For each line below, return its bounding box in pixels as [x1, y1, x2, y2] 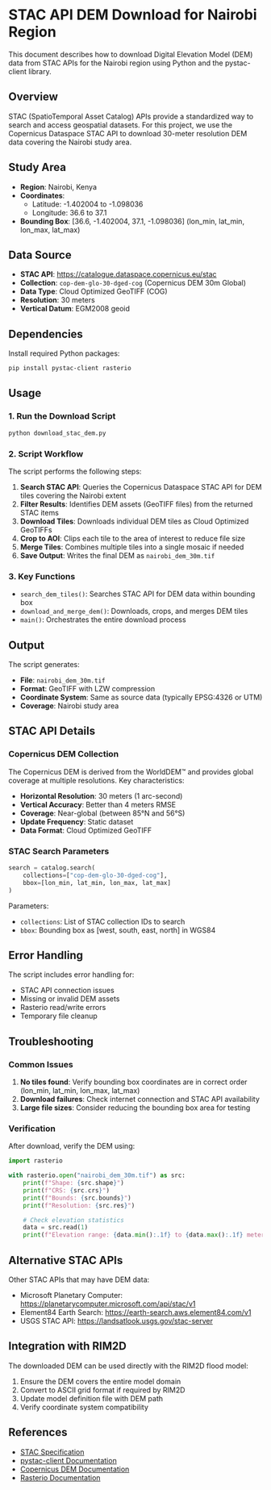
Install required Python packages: [8, 349, 120, 358]
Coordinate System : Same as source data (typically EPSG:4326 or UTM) [19, 692, 263, 703]
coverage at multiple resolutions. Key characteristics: [8, 775, 185, 785]
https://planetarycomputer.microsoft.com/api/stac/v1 [19, 1299, 196, 1308]
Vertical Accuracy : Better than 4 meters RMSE [19, 799, 176, 809]
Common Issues [8, 1058, 74, 1070]
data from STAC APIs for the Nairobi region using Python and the [8, 58, 223, 68]
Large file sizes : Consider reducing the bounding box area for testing [19, 1103, 251, 1112]
